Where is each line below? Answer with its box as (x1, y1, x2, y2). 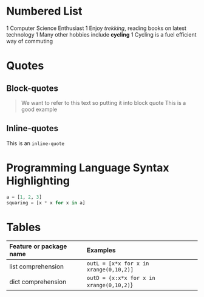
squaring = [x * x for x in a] (6, 199, 86, 206)
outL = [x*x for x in (87, 260, 149, 267)
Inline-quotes (6, 123, 59, 134)
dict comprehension (9, 277, 67, 286)
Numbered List (6, 4, 83, 18)
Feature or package (9, 242, 67, 251)
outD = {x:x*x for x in (87, 274, 156, 282)
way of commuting (6, 37, 53, 45)
